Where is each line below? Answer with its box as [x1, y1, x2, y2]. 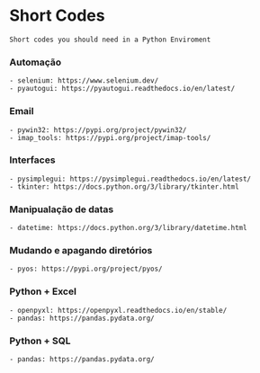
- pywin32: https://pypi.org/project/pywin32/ [9, 125, 187, 135]
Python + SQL [9, 334, 71, 347]
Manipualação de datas [9, 203, 114, 216]
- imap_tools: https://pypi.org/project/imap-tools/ [9, 133, 211, 142]
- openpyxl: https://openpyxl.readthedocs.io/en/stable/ [9, 306, 228, 315]
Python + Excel [9, 285, 76, 298]
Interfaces [9, 154, 56, 166]
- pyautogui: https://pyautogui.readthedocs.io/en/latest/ [9, 84, 236, 93]
